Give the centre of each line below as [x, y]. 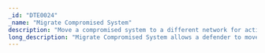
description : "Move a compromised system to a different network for [125, 30]
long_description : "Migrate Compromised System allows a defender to [125, 37]
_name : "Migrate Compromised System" [70, 23]
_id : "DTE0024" [33, 15]
